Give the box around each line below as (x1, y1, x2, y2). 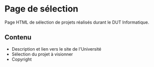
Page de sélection (4, 3, 78, 14)
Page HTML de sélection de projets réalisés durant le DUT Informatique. (4, 19, 150, 25)
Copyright (11, 56, 32, 62)
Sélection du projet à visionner (11, 51, 74, 57)
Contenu (4, 33, 32, 41)
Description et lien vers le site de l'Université (11, 46, 102, 52)
